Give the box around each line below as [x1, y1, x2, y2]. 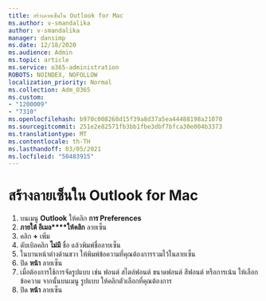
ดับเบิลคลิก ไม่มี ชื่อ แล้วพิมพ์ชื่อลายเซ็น [19, 240, 121, 250]
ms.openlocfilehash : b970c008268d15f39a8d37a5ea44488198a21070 [8, 115, 223, 123]
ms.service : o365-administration [8, 64, 119, 72]
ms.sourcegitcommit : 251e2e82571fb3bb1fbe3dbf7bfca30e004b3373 [8, 123, 223, 131]
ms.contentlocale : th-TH [8, 137, 91, 146]
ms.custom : [8, 93, 45, 101]
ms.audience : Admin [8, 49, 73, 57]
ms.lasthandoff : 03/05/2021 [8, 145, 102, 153]
